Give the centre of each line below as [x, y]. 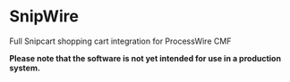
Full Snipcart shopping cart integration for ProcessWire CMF [120, 41]
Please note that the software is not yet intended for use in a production [145, 58]
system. [25, 68]
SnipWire [44, 16]
